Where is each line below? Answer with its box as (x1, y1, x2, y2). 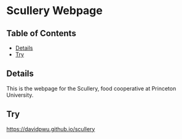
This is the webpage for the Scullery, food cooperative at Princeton (6, 85, 176, 92)
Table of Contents (6, 28, 77, 39)
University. (6, 91, 34, 99)
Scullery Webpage (6, 4, 103, 18)
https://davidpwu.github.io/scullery (6, 125, 95, 132)
